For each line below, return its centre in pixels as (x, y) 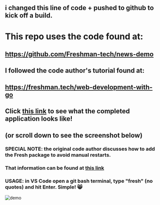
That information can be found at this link (55, 168)
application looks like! (39, 119)
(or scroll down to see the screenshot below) (74, 135)
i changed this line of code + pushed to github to (80, 8)
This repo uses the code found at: (74, 36)
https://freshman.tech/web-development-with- (79, 87)
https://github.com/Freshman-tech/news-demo (79, 54)
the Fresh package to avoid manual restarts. (58, 155)
